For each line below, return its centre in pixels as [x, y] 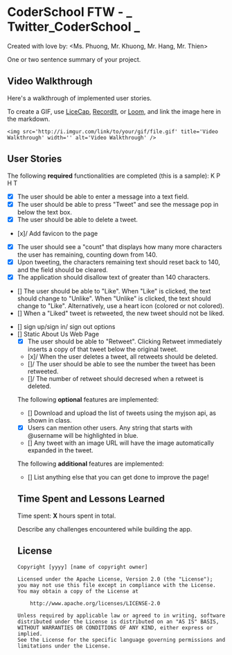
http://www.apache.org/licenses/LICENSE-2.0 [95, 603]
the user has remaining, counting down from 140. [87, 255]
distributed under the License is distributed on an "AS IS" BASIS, [118, 622]
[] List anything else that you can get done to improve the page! [118, 477]
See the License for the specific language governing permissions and [121, 640]
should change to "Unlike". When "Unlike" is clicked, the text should [114, 298]
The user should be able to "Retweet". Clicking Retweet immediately [125, 341]
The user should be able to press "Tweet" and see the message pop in [118, 204]
